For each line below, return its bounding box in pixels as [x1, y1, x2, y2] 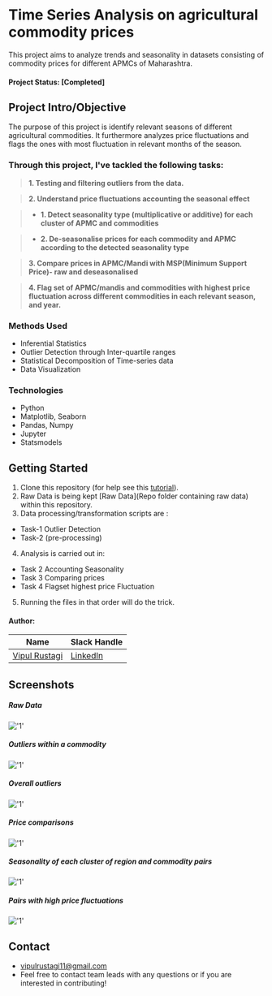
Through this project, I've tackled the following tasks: [8, 160, 224, 171]
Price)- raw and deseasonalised [28, 266, 139, 277]
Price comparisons [8, 817, 75, 827]
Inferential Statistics [19, 338, 87, 348]
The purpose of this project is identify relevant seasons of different [8, 122, 233, 132]
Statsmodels [19, 438, 63, 447]
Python [19, 403, 45, 413]
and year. [28, 300, 62, 309]
